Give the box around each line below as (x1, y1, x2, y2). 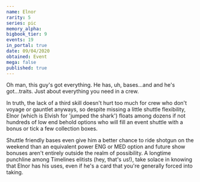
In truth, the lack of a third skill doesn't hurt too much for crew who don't (6, 99, 187, 107)
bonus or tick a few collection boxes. (6, 125, 98, 133)
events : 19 (6, 37, 34, 43)
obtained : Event (6, 54, 47, 60)
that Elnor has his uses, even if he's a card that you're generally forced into (6, 162, 193, 169)
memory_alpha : (6, 25, 42, 32)
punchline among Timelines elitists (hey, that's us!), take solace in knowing (6, 156, 192, 163)
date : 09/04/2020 (6, 48, 50, 54)
